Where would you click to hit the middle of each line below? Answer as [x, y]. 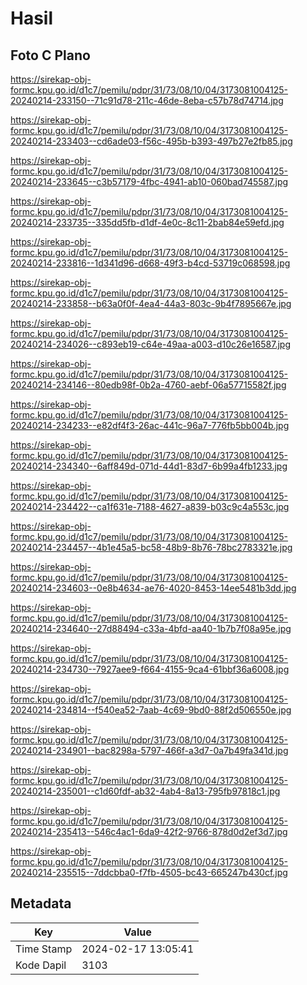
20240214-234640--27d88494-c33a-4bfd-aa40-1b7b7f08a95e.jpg [151, 628]
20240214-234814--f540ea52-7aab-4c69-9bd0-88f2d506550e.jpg [151, 710]
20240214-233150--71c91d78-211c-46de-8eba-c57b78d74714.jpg [147, 100]
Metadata [41, 903]
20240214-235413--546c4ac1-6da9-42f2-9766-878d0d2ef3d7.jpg [149, 831]
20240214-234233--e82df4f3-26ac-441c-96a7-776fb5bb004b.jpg [150, 425]
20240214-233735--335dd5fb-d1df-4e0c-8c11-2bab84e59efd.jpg [147, 222]
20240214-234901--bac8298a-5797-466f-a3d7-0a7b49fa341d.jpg [149, 750]
